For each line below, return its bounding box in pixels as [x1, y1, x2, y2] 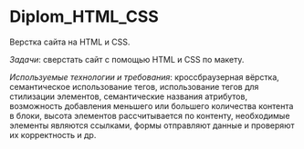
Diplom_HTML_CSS [9, 6, 160, 27]
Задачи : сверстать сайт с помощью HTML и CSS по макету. [9, 54, 245, 65]
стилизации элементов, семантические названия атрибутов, [9, 91, 248, 102]
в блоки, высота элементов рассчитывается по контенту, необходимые [9, 110, 290, 121]
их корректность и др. [9, 129, 97, 140]
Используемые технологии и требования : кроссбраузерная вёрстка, [9, 71, 280, 83]
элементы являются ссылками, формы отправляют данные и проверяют [9, 120, 295, 131]
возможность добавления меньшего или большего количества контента [9, 100, 294, 111]
